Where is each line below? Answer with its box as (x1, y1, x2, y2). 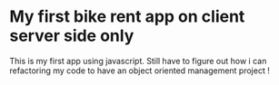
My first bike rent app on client (9, 6, 245, 27)
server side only (9, 25, 135, 46)
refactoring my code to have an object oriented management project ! (9, 65, 270, 76)
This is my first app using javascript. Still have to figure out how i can (9, 55, 267, 66)
